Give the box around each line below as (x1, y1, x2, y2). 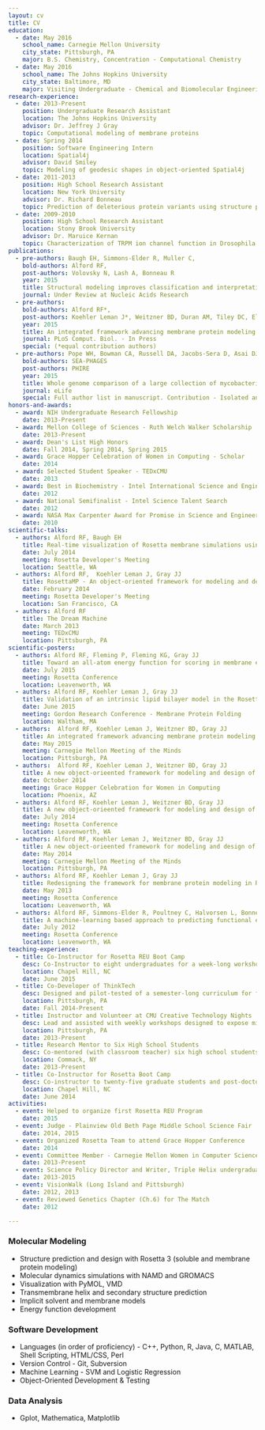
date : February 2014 (22, 585, 90, 593)
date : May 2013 (22, 887, 73, 895)
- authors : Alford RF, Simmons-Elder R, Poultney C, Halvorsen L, (15, 909, 238, 917)
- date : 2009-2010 (15, 210, 77, 218)
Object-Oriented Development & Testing (19, 1375, 151, 1385)
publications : (8, 247, 55, 255)
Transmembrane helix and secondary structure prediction (19, 1287, 207, 1297)
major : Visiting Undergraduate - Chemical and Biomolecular (22, 85, 224, 93)
